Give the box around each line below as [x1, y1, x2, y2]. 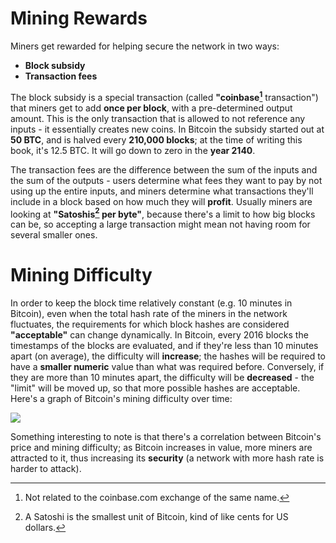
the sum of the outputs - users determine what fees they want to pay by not [10, 174, 323, 186]
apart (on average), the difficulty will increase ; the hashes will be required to [10, 350, 326, 362]
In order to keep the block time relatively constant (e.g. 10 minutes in [10, 297, 293, 309]
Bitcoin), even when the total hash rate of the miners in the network [10, 308, 288, 320]
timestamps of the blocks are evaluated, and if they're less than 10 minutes [10, 340, 319, 352]
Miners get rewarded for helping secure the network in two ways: [10, 40, 280, 52]
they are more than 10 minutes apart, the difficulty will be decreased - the [10, 372, 315, 384]
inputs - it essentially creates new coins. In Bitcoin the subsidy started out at [10, 123, 325, 135]
